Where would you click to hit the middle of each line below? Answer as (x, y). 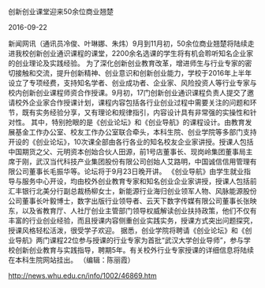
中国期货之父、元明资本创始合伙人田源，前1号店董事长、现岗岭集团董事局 (127, 151)
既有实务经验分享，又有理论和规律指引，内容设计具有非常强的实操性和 (136, 112)
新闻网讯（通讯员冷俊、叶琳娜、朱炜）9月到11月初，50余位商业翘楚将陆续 (128, 43)
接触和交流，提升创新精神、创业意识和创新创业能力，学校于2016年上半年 (133, 73)
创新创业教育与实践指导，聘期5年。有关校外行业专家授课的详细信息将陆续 (134, 250)
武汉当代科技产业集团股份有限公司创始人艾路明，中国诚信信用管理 (142, 161)
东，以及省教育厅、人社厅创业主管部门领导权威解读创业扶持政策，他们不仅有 (132, 210)
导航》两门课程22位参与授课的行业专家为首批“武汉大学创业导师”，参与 (129, 240)
